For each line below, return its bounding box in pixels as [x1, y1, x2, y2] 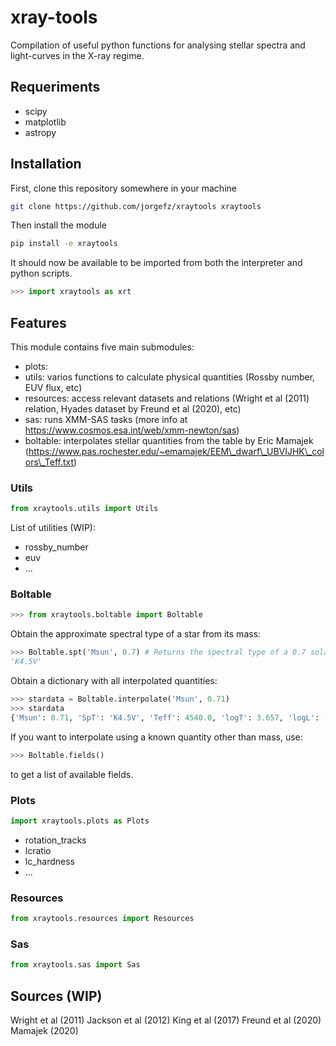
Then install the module [10, 219, 107, 231]
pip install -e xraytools [10, 239, 118, 249]
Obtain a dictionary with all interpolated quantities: [10, 675, 218, 687]
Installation [10, 156, 82, 173]
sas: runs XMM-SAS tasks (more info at [24, 414, 188, 425]
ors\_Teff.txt [24, 456, 75, 468]
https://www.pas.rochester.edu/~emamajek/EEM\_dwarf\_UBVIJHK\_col [28, 446, 325, 457]
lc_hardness [24, 855, 76, 867]
